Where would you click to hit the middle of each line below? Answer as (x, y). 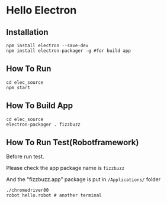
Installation (27, 32)
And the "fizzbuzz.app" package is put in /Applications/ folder (83, 179)
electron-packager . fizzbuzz (44, 125)
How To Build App (40, 106)
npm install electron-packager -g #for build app (69, 51)
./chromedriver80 (28, 190)
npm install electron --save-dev (47, 45)
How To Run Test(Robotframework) (73, 143)
